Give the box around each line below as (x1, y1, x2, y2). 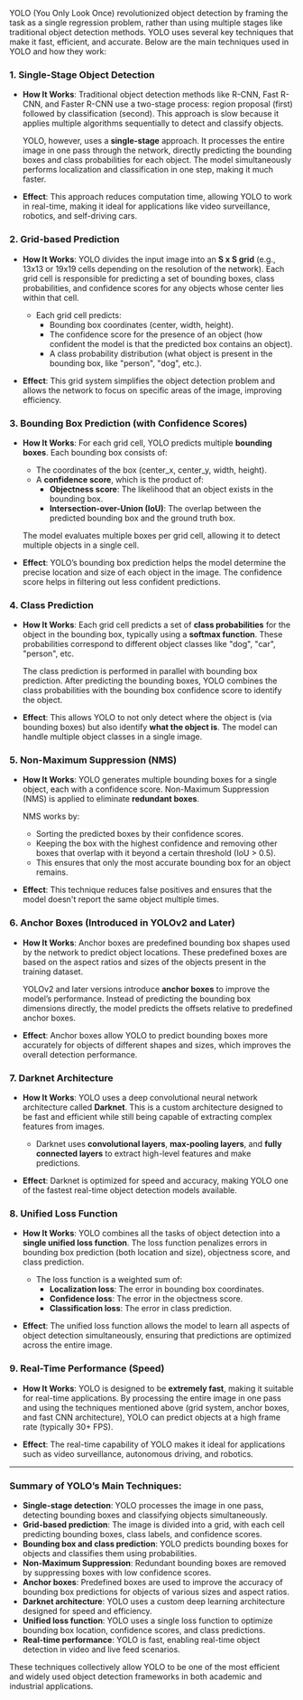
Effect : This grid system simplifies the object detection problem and (22, 375, 276, 386)
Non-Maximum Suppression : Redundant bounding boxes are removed (22, 1557, 287, 1568)
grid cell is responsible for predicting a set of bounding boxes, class (22, 273, 275, 284)
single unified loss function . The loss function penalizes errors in (22, 1237, 268, 1248)
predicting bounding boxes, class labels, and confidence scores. (22, 1528, 263, 1539)
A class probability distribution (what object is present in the (49, 348, 273, 359)
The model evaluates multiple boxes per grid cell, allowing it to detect (22, 530, 281, 540)
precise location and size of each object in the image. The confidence (22, 567, 282, 578)
